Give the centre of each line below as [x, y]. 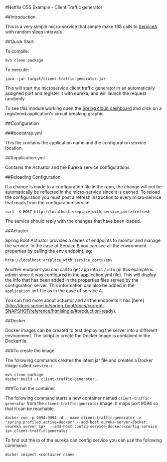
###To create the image [30, 351]
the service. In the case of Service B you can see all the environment [76, 246]
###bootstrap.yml [24, 133]
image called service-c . [30, 366]
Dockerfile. [16, 341]
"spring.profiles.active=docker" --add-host [52, 422]
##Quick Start [19, 41]
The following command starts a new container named [61, 398]
